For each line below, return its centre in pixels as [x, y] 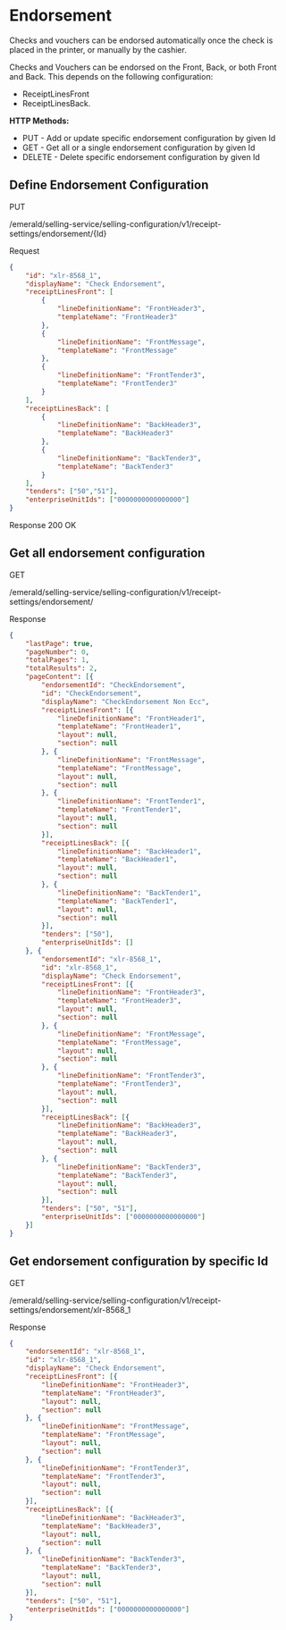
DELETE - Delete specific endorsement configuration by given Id [141, 156]
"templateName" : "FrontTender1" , [119, 810]
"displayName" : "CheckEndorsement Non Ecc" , [126, 702]
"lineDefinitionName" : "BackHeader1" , [129, 851]
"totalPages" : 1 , [58, 660]
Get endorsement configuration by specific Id [139, 1261]
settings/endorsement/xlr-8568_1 [70, 1309]
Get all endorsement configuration [107, 554]
